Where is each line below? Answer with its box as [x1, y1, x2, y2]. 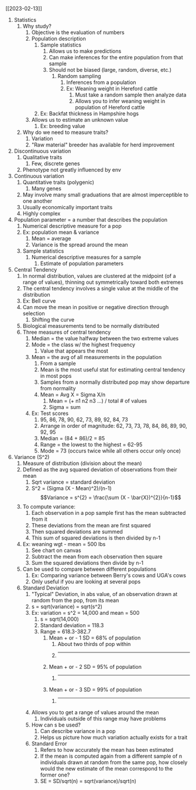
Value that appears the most [40, 347, 109, 354]
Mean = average [31, 235, 71, 242]
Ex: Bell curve [22, 297, 56, 304]
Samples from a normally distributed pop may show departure [40, 379, 190, 386]
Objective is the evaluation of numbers [31, 29, 125, 36]
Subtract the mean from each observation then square [31, 553, 163, 560]
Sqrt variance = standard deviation [31, 478, 115, 486]
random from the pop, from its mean [31, 597, 119, 604]
